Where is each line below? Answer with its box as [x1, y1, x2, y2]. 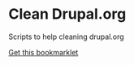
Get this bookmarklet [8, 47, 79, 57]
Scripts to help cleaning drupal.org [8, 32, 124, 41]
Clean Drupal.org [8, 5, 127, 24]
